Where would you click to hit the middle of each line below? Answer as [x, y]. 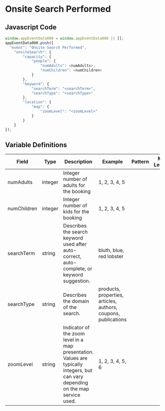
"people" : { [43, 61]
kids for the [76, 212]
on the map [76, 389]
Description [78, 162]
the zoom [74, 334]
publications [112, 320]
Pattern [140, 162]
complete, [75, 269]
